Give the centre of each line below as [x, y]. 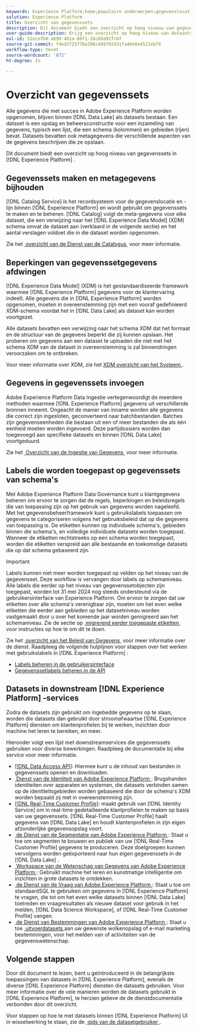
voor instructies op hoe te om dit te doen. [56, 629]
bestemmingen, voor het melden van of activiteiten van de [85, 934]
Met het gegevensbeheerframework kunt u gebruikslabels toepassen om [94, 513]
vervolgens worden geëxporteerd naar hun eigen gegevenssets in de [98, 853]
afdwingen [26, 271]
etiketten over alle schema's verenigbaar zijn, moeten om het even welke [94, 604]
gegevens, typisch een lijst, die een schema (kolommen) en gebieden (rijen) [98, 130]
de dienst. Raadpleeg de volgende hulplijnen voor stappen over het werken [97, 647]
